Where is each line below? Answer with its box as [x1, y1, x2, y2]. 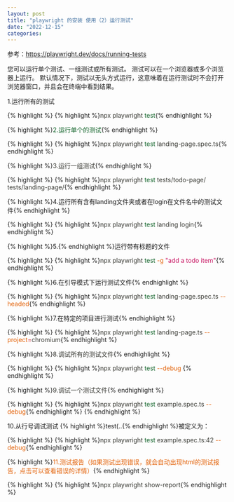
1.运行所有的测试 [7, 97, 55, 106]
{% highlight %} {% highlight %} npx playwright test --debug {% [7, 364, 192, 372]
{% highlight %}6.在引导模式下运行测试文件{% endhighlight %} [7, 278, 189, 287]
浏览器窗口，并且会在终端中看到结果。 [7, 82, 118, 91]
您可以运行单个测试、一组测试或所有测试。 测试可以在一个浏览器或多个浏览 [7, 65, 224, 74]
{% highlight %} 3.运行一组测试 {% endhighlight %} [7, 162, 152, 170]
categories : [7, 29, 42, 37]
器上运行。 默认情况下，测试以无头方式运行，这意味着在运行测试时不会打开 [7, 74, 224, 82]
